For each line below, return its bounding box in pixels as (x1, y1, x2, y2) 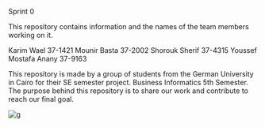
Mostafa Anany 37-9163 (8, 54, 87, 63)
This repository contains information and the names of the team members (8, 22, 250, 31)
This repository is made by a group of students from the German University (8, 69, 254, 78)
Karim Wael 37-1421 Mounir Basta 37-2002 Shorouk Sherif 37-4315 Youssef (8, 46, 258, 54)
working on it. (8, 31, 53, 39)
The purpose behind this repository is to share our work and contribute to (8, 86, 248, 95)
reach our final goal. (8, 95, 74, 103)
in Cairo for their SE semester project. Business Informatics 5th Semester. (8, 78, 248, 87)
